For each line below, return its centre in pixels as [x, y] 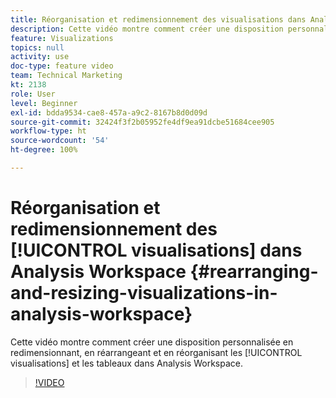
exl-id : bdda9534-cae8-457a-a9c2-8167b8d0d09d [109, 112]
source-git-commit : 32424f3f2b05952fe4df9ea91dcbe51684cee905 [142, 122]
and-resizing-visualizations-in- [144, 293]
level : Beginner [44, 103]
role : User [33, 94]
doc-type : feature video [62, 66]
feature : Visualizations [62, 38]
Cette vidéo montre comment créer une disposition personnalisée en [152, 342]
